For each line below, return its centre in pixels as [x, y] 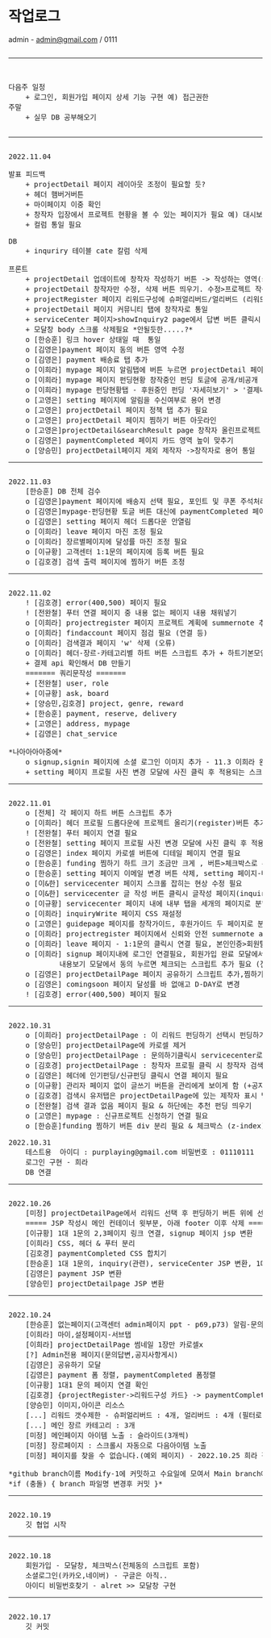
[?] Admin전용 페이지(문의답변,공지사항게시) [102, 1355]
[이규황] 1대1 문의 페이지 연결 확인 [87, 1385]
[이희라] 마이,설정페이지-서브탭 [78, 1334]
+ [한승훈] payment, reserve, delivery [101, 713]
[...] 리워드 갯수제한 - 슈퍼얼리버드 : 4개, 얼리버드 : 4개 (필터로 [144, 1415]
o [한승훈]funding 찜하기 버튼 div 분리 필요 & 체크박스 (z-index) [146, 1125]
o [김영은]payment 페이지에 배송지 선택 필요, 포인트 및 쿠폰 [131, 501]
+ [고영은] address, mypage [78, 723]
